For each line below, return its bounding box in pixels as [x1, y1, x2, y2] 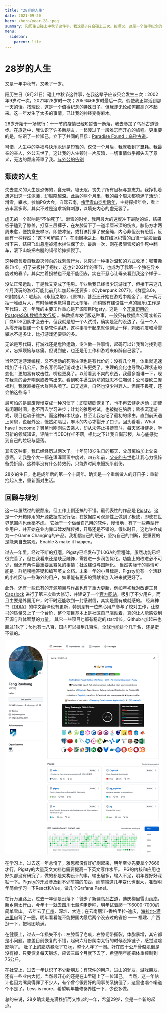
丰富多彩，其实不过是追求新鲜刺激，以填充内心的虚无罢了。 [9, 205, 132, 211]
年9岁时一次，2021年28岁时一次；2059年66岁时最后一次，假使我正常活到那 [5, 97, 162, 103]
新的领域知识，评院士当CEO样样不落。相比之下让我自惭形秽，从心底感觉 [9, 431, 158, 437]
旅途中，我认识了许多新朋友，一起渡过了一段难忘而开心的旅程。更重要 [18, 127, 162, 133]
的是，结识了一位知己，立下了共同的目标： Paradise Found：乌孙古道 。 [5, 133, 151, 139]
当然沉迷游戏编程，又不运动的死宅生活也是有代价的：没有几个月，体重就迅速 [5, 358, 162, 364]
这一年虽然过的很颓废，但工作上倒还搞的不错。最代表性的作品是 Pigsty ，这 [5, 507, 159, 514]
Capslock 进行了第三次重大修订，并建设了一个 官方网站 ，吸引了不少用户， [5, 591, 157, 597]
